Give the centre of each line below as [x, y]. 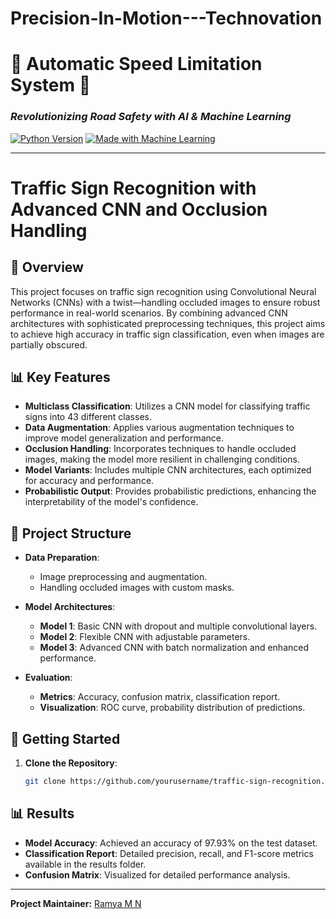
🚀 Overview [47, 267]
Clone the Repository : [71, 763]
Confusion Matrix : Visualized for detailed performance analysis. [157, 874]
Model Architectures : [70, 607]
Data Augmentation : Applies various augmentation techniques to [159, 428]
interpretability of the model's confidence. [111, 502]
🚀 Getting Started [65, 738]
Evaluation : [48, 678]
